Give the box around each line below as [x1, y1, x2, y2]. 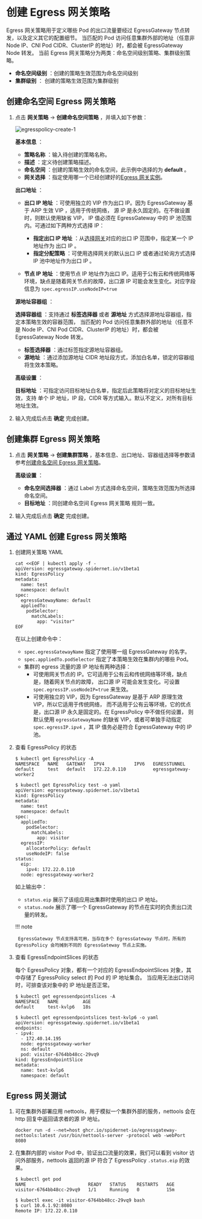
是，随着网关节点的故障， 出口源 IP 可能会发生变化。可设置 [33, 678, 180, 685]
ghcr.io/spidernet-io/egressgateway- [82, 1127, 178, 1133]
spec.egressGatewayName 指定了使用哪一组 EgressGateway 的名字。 [24, 648, 191, 655]
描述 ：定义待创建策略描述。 [24, 158, 95, 166]
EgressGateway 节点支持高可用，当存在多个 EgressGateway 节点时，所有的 [17, 936, 186, 942]
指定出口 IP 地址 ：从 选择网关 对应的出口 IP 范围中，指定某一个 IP [33, 235, 194, 242]
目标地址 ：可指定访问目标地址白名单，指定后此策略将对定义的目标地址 [14, 386, 191, 394]
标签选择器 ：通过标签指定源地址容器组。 [24, 346, 127, 353]
